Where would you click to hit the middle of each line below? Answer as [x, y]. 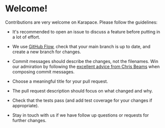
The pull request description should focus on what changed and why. [82, 91]
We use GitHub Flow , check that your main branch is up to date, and [81, 46]
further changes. [29, 120]
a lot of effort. [26, 37]
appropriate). [26, 105]
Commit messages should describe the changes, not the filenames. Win [85, 61]
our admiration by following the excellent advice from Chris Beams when [86, 66]
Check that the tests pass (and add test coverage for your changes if [82, 100]
